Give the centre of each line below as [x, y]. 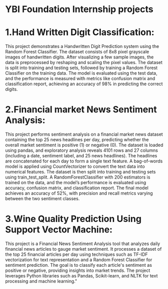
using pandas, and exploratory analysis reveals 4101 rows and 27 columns [81, 150]
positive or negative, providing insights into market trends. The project [78, 270]
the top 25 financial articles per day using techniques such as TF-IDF [76, 254]
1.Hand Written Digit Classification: [80, 33]
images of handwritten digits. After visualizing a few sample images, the [79, 57]
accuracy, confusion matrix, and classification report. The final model [77, 188]
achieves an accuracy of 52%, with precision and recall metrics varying [79, 193]
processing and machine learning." [41, 281]
